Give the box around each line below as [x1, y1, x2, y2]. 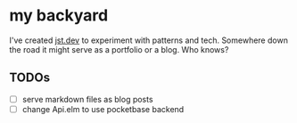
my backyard [9, 5, 109, 26]
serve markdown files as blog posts [21, 94, 153, 104]
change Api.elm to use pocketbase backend [21, 103, 185, 114]
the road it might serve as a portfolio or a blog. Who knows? [9, 44, 229, 54]
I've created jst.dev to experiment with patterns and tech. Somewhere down [9, 35, 288, 45]
